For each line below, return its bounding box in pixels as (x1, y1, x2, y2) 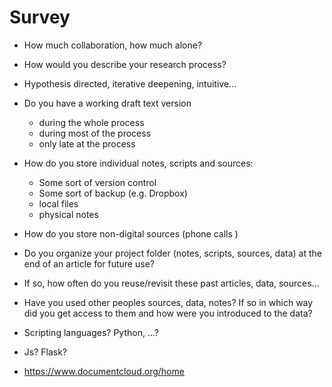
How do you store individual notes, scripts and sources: (23, 157, 254, 169)
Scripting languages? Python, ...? (23, 326, 159, 338)
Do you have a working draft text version (23, 97, 192, 109)
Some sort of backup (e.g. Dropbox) (38, 187, 188, 199)
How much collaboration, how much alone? (23, 39, 203, 51)
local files (38, 197, 79, 210)
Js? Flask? (23, 346, 68, 358)
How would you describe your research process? (23, 58, 227, 70)
